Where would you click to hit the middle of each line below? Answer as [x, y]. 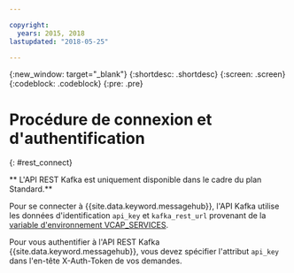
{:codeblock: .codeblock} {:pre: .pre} [76, 84]
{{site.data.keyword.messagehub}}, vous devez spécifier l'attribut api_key [144, 252]
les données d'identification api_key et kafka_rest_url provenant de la [138, 216]
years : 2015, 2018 [51, 33]
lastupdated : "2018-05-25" [59, 42]
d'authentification [77, 138]
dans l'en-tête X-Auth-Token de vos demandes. [96, 261]
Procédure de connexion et [111, 119]
